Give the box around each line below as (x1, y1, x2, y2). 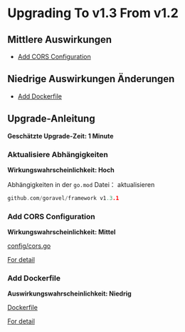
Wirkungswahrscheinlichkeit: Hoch (7, 166, 115, 174)
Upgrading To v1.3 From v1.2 (7, 5, 179, 21)
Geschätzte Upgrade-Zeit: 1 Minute (7, 131, 114, 140)
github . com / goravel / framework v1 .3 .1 (7, 194, 120, 201)
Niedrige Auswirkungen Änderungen (7, 73, 175, 85)
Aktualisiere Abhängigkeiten (7, 149, 109, 159)
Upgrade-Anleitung (7, 113, 95, 125)
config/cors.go (7, 241, 51, 251)
